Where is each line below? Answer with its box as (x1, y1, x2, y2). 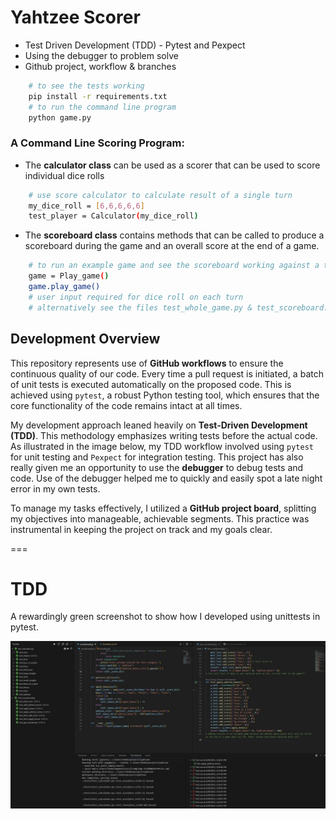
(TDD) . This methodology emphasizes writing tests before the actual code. (10, 429, 318, 441)
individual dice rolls (24, 169, 105, 181)
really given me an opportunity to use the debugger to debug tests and (10, 461, 304, 473)
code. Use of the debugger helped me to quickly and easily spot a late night (10, 472, 323, 484)
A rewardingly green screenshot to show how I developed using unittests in (10, 611, 321, 623)
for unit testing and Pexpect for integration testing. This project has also (10, 451, 304, 463)
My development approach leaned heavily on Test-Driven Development (10, 419, 308, 431)
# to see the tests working (28, 81, 145, 91)
